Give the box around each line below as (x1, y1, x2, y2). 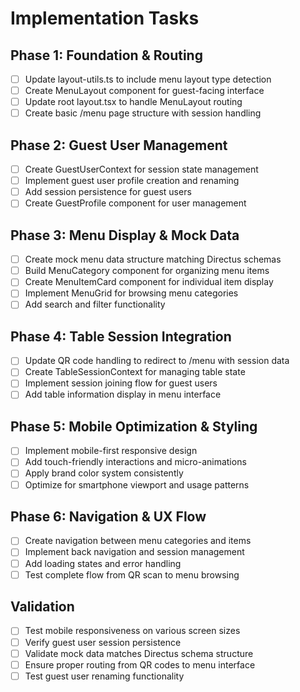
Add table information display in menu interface (24, 388, 222, 401)
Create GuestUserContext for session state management (24, 163, 259, 176)
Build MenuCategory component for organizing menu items (24, 265, 270, 277)
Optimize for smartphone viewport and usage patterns (24, 478, 250, 491)
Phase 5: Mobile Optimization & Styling (10, 418, 258, 435)
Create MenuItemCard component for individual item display (24, 276, 274, 288)
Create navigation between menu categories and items (24, 535, 252, 547)
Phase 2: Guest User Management (10, 137, 228, 154)
